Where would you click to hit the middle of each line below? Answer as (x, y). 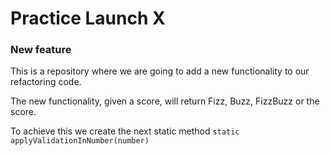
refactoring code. (46, 82)
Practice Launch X (88, 18)
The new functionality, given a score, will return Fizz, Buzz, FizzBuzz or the (165, 101)
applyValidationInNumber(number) (80, 141)
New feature (41, 50)
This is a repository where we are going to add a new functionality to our (160, 71)
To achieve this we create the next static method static (125, 131)
